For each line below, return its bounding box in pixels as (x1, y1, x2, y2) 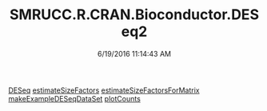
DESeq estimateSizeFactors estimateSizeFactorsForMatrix (8, 85, 200, 95)
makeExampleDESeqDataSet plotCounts (8, 93, 141, 103)
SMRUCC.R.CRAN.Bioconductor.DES (9, 6, 260, 24)
